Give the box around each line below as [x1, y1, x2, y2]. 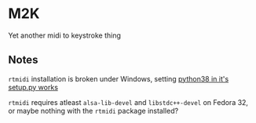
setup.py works [8, 82, 59, 92]
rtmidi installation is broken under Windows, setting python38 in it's [8, 74, 229, 83]
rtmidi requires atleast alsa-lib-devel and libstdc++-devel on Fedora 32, [8, 97, 249, 107]
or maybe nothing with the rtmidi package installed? [8, 106, 179, 115]
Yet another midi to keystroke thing [8, 31, 122, 40]
